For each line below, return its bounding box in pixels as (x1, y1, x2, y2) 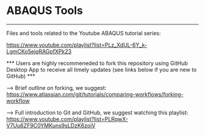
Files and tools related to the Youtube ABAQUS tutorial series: (6, 29, 161, 36)
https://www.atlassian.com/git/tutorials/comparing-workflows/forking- (6, 91, 184, 98)
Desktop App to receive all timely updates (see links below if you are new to (6, 66, 197, 73)
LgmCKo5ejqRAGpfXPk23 (6, 47, 72, 55)
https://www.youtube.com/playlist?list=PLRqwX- (6, 115, 129, 122)
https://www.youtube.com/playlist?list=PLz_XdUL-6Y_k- (6, 41, 148, 49)
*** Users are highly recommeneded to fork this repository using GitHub (6, 59, 188, 67)
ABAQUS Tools (6, 4, 84, 18)
